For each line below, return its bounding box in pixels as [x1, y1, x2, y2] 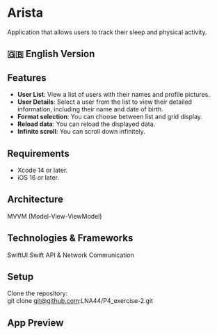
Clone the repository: [7, 289, 68, 297]
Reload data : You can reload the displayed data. [17, 120, 156, 128]
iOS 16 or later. [17, 173, 60, 182]
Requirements [7, 148, 70, 159]
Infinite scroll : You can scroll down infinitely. [17, 127, 146, 136]
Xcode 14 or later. [17, 166, 68, 174]
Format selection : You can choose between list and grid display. [17, 113, 203, 121]
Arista [7, 5, 44, 21]
